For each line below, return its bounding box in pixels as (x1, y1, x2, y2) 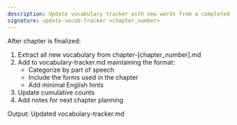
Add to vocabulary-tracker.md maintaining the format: (17, 58, 175, 66)
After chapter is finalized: (7, 36, 82, 45)
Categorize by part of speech (28, 65, 115, 74)
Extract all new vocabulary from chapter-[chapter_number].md (17, 50, 202, 59)
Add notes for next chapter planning (17, 95, 124, 104)
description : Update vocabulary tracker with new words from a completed (7, 10, 231, 18)
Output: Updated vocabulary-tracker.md (7, 109, 125, 118)
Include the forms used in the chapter (28, 72, 138, 82)
